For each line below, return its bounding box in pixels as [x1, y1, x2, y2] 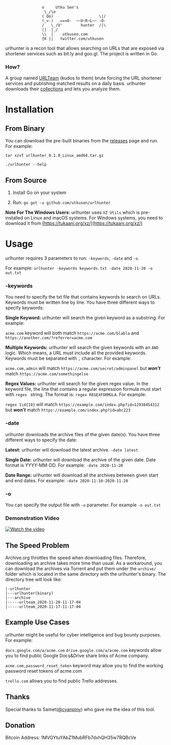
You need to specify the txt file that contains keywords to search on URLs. [5, 294, 161, 300]
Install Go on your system [12, 189, 66, 196]
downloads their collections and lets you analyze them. [5, 86, 121, 92]
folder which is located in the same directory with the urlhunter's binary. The [5, 571, 166, 577]
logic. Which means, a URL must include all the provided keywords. [5, 350, 147, 356]
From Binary [5, 124, 45, 133]
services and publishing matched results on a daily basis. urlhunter [5, 80, 146, 87]
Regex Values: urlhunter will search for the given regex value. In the [5, 380, 149, 387]
